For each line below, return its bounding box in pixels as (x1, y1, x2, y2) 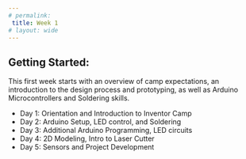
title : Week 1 (11, 19, 59, 27)
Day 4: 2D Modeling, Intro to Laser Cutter (19, 134, 155, 143)
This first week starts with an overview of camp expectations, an (8, 77, 220, 86)
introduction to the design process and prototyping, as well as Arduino (8, 85, 239, 95)
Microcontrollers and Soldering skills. (8, 93, 130, 103)
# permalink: (8, 11, 52, 20)
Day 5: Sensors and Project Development (19, 142, 155, 152)
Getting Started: (8, 55, 90, 69)
